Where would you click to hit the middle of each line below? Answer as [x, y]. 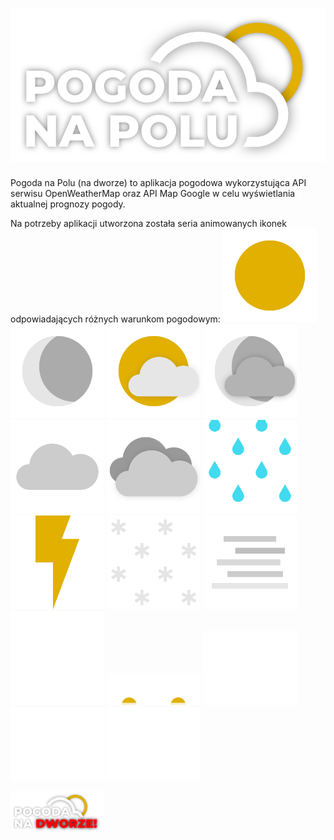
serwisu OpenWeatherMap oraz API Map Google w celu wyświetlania [153, 194]
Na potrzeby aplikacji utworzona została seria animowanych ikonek [148, 224]
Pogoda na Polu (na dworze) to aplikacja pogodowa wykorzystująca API [158, 183]
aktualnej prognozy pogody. [68, 204]
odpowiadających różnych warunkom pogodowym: [115, 319]
